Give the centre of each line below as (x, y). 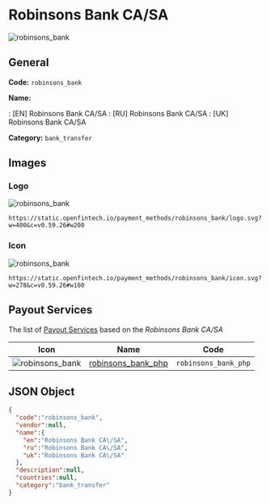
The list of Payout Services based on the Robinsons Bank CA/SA (116, 330)
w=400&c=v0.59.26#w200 (46, 225)
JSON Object (42, 391)
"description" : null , (50, 470)
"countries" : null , (47, 478)
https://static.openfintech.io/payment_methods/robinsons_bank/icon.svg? (135, 278)
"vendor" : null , (41, 426)
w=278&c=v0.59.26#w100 (46, 285)
